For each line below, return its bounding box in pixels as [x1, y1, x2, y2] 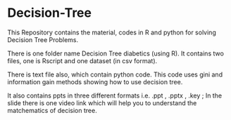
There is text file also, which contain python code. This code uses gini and [7, 70, 223, 79]
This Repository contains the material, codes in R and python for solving [7, 28, 216, 36]
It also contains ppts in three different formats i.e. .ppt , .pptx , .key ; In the [7, 91, 223, 100]
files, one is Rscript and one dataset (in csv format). [7, 56, 158, 65]
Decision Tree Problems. [7, 35, 79, 44]
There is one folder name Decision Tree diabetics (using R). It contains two [7, 49, 224, 58]
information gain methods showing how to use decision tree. [7, 77, 183, 86]
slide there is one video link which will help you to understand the [7, 98, 197, 107]
